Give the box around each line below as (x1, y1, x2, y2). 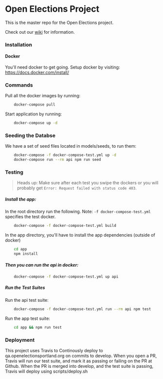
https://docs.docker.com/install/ (5, 69, 69, 75)
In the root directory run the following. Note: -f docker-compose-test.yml (5, 209, 151, 215)
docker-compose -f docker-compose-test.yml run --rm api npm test (14, 307, 151, 312)
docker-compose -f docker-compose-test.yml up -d (14, 153, 117, 157)
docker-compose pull (14, 102, 55, 107)
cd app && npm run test (14, 325, 62, 330)
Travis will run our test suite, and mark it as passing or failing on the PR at (5, 358, 152, 364)
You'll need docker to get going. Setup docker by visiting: (5, 65, 120, 70)
